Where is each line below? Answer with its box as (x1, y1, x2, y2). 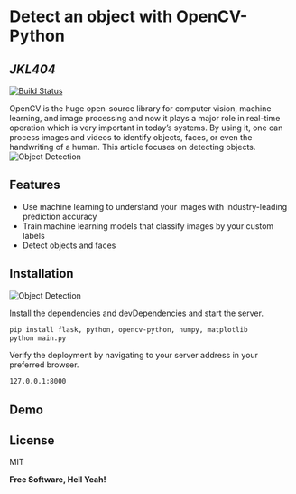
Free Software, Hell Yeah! (9, 474, 106, 485)
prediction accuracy (22, 211, 97, 222)
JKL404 (9, 62, 56, 77)
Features (9, 177, 60, 193)
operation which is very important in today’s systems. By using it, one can (9, 122, 283, 133)
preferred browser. (9, 359, 79, 370)
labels (22, 230, 45, 241)
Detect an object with (9, 6, 173, 27)
